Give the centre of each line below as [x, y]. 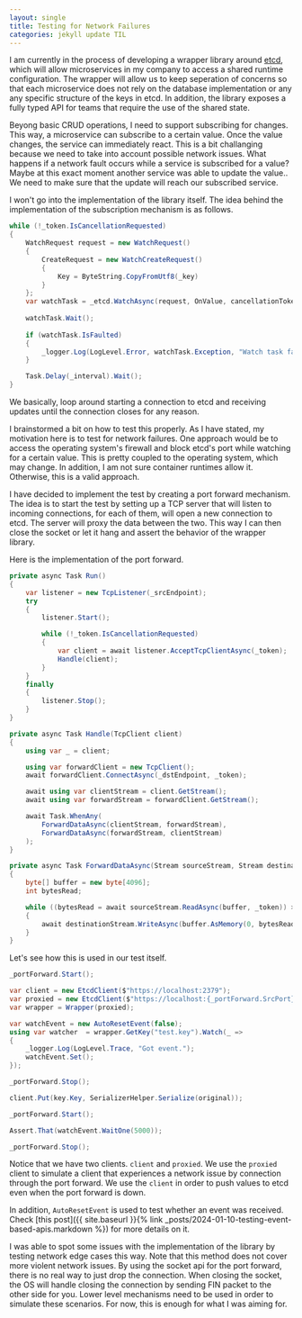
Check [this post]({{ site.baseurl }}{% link [86, 1220]
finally [40, 684]
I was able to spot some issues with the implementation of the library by [142, 1247]
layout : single [38, 18]
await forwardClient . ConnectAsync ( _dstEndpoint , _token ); [136, 775]
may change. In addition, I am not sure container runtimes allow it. [131, 467]
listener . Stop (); [74, 701]
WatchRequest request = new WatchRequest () [108, 243]
